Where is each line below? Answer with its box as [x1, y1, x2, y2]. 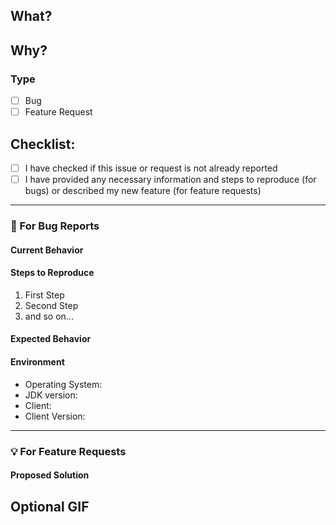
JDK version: [24, 389, 78, 401]
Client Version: [24, 410, 86, 422]
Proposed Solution [10, 469, 90, 481]
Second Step [24, 299, 79, 311]
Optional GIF [10, 498, 90, 515]
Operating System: [24, 378, 103, 390]
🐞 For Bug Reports [10, 219, 100, 233]
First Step [24, 289, 65, 301]
